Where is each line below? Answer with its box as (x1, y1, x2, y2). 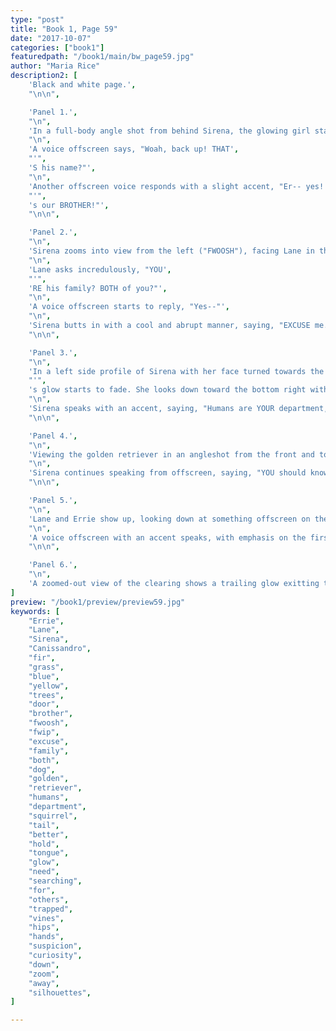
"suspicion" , (28, 941, 83, 951)
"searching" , (28, 876, 83, 886)
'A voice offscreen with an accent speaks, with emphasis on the (28, 532, 307, 543)
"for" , (28, 885, 56, 895)
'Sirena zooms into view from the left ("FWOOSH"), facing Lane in (28, 246, 315, 256)
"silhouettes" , (28, 987, 92, 998)
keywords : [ (10, 606, 60, 616)
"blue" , (28, 671, 60, 681)
